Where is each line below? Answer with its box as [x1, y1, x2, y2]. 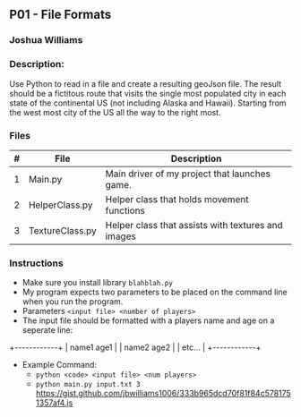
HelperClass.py [28, 199, 93, 211]
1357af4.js [35, 397, 73, 408]
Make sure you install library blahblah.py [21, 277, 173, 288]
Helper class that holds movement [105, 192, 249, 205]
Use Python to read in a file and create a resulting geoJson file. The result [9, 78, 282, 89]
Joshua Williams [9, 34, 83, 47]
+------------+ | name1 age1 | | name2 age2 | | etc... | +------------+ [9, 342, 262, 353]
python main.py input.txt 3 [35, 380, 141, 389]
